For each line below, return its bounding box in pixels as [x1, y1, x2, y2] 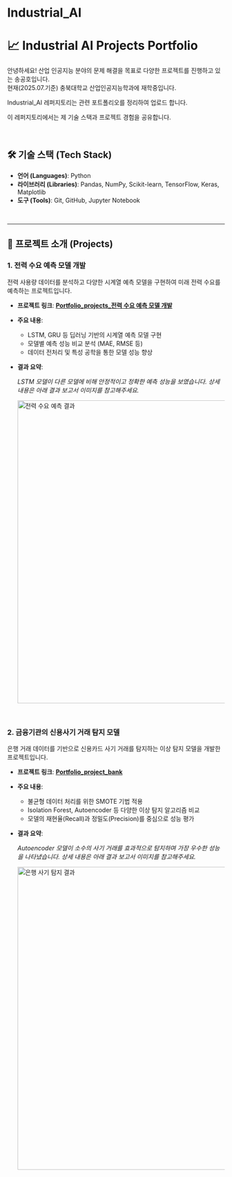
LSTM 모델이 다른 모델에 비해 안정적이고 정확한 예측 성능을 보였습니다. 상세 [17, 377, 220, 386]
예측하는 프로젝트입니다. [7, 286, 72, 295]
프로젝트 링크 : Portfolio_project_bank [17, 767, 123, 776]
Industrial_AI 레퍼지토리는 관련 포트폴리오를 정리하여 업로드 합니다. [7, 98, 188, 107]
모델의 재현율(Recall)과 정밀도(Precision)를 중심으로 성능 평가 [27, 814, 195, 823]
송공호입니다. [14, 75, 50, 84]
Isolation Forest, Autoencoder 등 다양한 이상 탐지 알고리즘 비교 [27, 805, 200, 814]
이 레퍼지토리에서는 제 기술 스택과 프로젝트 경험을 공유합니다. [7, 113, 171, 122]
